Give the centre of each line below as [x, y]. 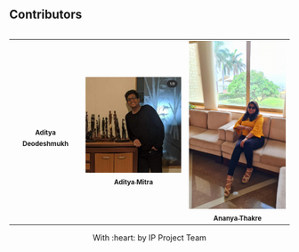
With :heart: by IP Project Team [149, 237]
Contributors [46, 15]
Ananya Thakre [238, 219]
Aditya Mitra [134, 182]
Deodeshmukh [45, 144]
